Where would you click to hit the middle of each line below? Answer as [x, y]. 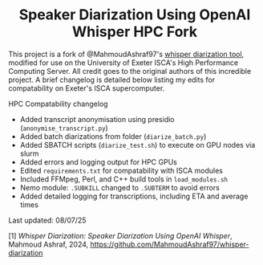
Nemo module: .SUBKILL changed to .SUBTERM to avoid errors [120, 187]
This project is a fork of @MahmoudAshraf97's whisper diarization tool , [126, 54]
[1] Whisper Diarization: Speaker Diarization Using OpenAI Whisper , [120, 235]
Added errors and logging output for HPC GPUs [99, 161]
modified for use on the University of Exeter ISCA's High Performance [123, 63]
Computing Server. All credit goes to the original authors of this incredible [130, 71]
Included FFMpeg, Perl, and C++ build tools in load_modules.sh [124, 179]
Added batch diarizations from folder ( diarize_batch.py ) [113, 136]
